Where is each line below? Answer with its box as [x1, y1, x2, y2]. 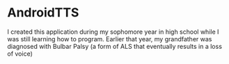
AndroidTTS [7, 5, 79, 21]
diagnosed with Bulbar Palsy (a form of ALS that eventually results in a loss [7, 42, 223, 50]
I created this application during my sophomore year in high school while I [7, 28, 219, 36]
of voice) [7, 50, 33, 58]
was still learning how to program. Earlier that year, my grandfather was [7, 34, 212, 43]
